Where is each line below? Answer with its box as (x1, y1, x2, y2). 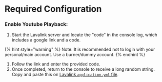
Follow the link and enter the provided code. (11, 61, 101, 67)
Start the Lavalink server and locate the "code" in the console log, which (11, 32, 158, 38)
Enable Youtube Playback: (4, 21, 68, 28)
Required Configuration (4, 3, 102, 15)
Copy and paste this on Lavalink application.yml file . (11, 72, 119, 78)
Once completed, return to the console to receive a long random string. (11, 66, 155, 72)
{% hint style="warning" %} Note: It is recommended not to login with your (4, 46, 155, 52)
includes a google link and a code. (11, 37, 81, 43)
